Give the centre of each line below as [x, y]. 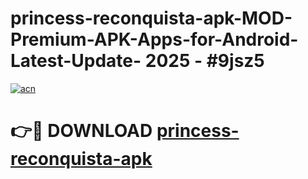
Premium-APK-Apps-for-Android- [154, 39]
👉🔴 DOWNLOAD [81, 131]
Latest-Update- [76, 61]
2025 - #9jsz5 [204, 61]
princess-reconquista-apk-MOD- [151, 18]
